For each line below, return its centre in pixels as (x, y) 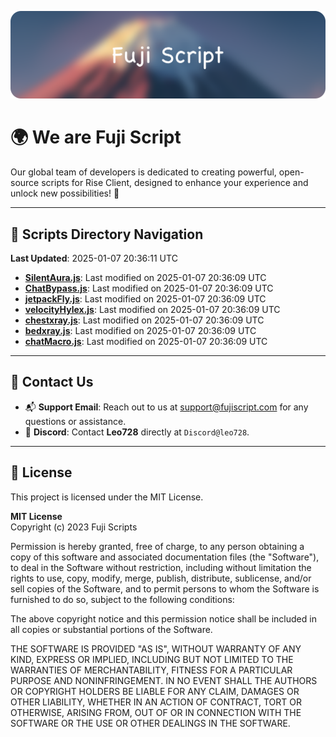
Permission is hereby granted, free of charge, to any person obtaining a (157, 546)
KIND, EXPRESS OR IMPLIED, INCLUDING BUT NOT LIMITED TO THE (152, 659)
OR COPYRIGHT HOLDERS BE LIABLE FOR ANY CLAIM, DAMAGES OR (155, 691)
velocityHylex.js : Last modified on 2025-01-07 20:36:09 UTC (152, 310)
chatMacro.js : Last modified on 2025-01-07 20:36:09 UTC (146, 342)
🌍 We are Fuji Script (96, 137)
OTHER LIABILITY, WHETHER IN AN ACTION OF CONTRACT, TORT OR (156, 702)
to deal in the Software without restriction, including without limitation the (161, 567)
